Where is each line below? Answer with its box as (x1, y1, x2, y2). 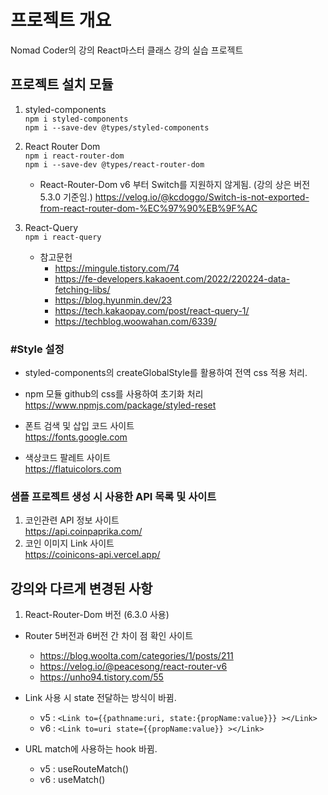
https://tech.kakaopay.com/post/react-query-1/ (54, 304, 250, 316)
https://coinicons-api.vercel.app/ (24, 549, 161, 561)
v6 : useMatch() (39, 774, 106, 786)
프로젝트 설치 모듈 (10, 76, 114, 93)
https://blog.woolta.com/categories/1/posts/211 (39, 650, 234, 662)
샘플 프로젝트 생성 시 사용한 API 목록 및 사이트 (10, 489, 217, 503)
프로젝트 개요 (10, 9, 112, 32)
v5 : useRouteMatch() (39, 763, 130, 775)
